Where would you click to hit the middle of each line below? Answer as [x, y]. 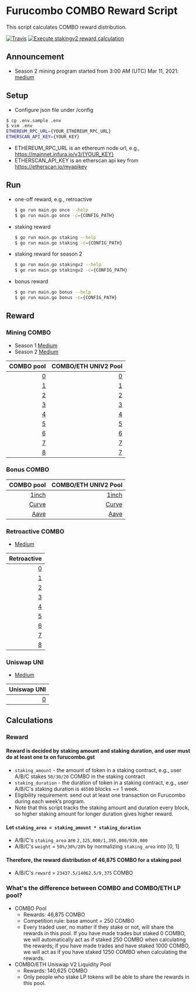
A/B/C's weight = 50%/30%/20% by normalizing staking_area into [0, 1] [97, 847]
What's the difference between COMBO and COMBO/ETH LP [94, 888]
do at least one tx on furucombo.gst [51, 757]
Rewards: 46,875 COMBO [54, 914]
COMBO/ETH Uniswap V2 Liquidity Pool [63, 964]
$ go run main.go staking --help [55, 237]
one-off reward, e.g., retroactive [53, 199]
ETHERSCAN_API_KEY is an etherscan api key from [76, 161]
